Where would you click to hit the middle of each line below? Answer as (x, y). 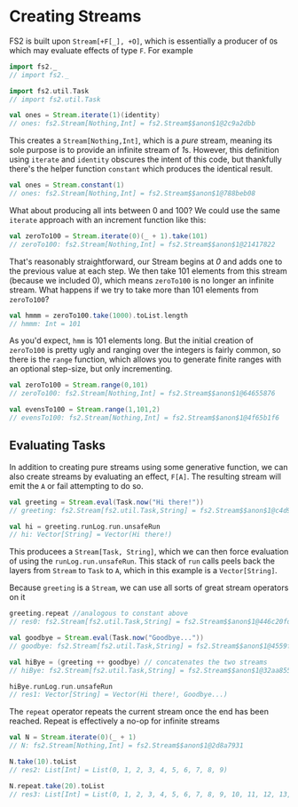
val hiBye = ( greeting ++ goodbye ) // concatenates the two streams (138, 662)
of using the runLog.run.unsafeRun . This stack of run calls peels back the (142, 561)
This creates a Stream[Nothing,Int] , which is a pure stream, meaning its (141, 140)
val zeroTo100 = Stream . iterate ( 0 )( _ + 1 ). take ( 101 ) (109, 236)
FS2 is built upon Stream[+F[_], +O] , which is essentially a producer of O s (143, 41)
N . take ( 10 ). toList (43, 762)
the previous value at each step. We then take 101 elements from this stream (148, 271)
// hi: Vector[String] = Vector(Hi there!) (91, 535)
